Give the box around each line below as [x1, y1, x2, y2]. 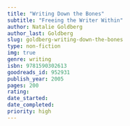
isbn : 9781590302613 [7, 62, 68, 69]
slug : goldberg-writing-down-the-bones [7, 36, 124, 43]
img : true [7, 50, 36, 57]
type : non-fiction [7, 43, 61, 50]
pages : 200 [7, 82, 39, 89]
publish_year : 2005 [7, 75, 64, 83]
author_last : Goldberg [7, 29, 73, 37]
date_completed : [7, 101, 55, 108]
